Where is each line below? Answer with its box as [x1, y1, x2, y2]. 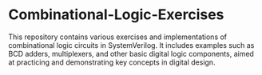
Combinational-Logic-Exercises [8, 6, 224, 24]
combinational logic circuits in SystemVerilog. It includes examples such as [8, 40, 255, 49]
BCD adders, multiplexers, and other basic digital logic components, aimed [8, 49, 254, 58]
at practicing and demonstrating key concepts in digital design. [8, 57, 216, 67]
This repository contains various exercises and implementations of [8, 32, 228, 41]
